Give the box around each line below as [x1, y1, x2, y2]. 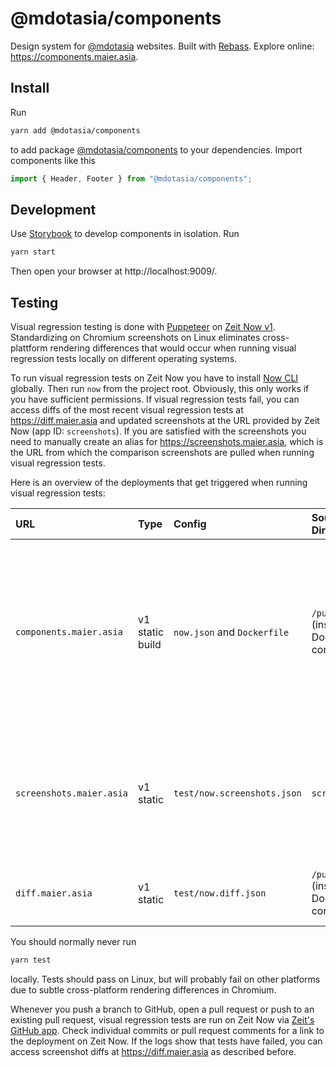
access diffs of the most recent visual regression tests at [10, 404, 244, 416]
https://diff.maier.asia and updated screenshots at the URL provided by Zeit [10, 415, 320, 426]
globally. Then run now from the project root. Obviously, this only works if [10, 383, 310, 394]
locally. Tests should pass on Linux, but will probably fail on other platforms [10, 973, 321, 985]
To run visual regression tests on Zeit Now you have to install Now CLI [10, 372, 299, 384]
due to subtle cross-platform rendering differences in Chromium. [10, 983, 277, 996]
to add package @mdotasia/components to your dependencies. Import [10, 143, 303, 156]
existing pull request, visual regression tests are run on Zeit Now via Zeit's [10, 1013, 315, 1026]
